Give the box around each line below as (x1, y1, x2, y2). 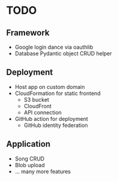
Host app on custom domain (14, 83, 85, 90)
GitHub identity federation (23, 121, 88, 129)
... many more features (14, 168, 71, 175)
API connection (23, 109, 62, 116)
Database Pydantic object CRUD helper (14, 50, 113, 57)
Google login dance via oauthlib (14, 43, 93, 51)
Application (6, 139, 51, 149)
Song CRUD (14, 155, 45, 162)
